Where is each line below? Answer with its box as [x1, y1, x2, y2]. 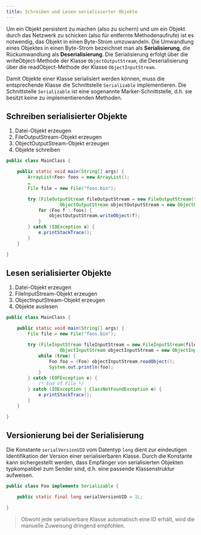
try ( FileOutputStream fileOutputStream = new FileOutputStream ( [28, 196, 194, 202]
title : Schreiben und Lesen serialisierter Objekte [6, 8, 138, 15]
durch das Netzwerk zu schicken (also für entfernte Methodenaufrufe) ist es [6, 31, 194, 39]
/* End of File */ [38, 381, 84, 387]
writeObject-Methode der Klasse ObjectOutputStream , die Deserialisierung [6, 57, 188, 64]
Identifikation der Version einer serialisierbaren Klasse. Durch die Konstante [6, 452, 193, 460]
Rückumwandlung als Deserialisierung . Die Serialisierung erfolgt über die [6, 50, 188, 57]
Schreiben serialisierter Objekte [6, 111, 127, 121]
